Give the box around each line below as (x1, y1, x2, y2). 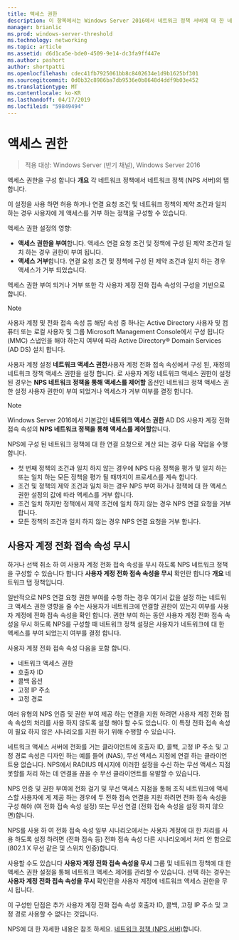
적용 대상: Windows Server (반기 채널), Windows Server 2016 (24, 161, 201, 169)
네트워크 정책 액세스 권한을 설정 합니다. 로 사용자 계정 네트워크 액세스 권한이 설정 (7, 369, 231, 378)
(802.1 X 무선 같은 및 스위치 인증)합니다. (7, 843, 119, 852)
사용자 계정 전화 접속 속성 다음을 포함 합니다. (7, 643, 131, 652)
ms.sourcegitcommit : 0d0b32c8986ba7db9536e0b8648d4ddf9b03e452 (7, 76, 199, 84)
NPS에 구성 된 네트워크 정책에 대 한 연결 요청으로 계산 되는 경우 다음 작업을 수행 (7, 439, 228, 448)
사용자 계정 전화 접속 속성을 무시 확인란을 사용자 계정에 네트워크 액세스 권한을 (7, 876, 221, 885)
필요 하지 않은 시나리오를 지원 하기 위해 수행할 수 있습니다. (14, 727, 176, 736)
